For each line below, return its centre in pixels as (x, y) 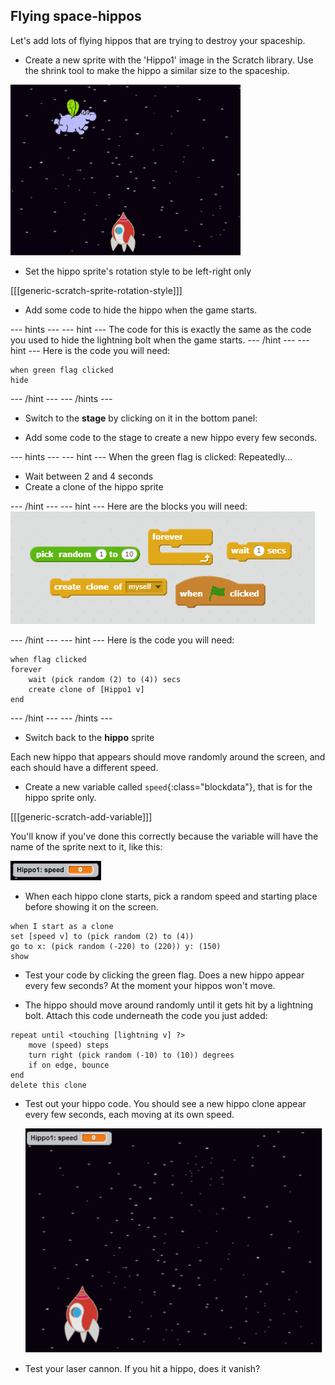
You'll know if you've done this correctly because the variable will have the (164, 836)
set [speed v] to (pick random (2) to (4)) (102, 936)
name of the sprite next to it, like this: (86, 846)
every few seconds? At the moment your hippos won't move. (150, 985)
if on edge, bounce (69, 1065)
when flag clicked (48, 659)
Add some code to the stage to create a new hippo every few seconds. (171, 437)
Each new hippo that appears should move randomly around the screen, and (168, 756)
